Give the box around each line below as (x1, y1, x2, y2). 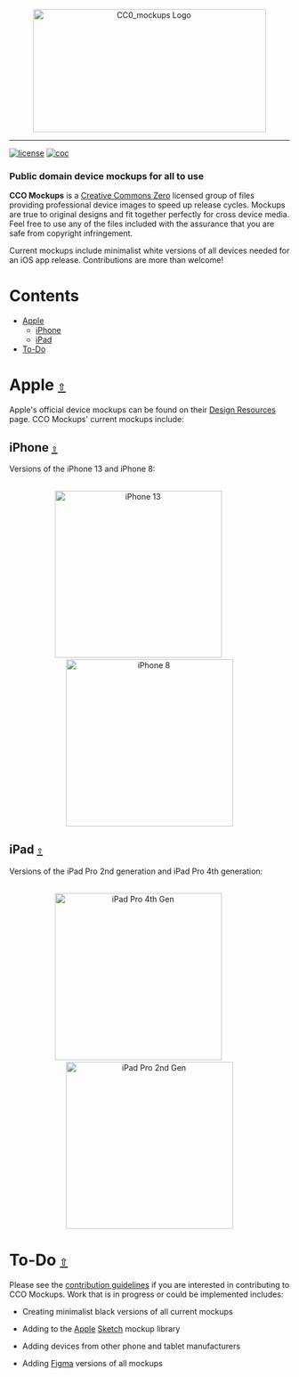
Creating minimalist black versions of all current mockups (21, 1306, 233, 1316)
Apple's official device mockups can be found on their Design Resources (9, 404, 276, 415)
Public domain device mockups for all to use (9, 169, 205, 182)
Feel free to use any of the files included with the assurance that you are (9, 218, 275, 230)
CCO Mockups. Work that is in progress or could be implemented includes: (9, 1289, 284, 1300)
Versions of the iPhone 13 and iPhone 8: (9, 463, 156, 474)
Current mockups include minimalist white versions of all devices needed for (9, 245, 290, 257)
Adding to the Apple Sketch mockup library (21, 1323, 181, 1334)
